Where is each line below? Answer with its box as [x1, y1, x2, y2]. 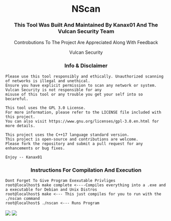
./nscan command [5, 196, 40, 202]
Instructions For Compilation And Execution [30, 166, 142, 173]
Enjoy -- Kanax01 [5, 154, 42, 159]
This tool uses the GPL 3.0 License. [5, 105, 86, 110]
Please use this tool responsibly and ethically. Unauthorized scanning [5, 74, 164, 79]
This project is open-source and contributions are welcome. [5, 136, 139, 142]
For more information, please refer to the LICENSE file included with [5, 110, 161, 115]
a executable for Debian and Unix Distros [5, 187, 97, 192]
